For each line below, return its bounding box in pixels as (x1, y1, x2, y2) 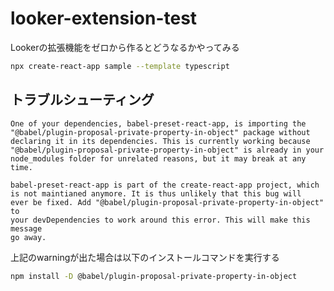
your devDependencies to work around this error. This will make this (10, 215, 311, 225)
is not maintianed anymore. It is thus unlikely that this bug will (10, 188, 302, 199)
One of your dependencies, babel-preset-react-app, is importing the (10, 118, 307, 129)
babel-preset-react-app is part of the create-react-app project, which (10, 180, 320, 190)
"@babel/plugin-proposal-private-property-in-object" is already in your (10, 145, 325, 155)
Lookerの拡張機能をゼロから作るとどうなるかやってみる (10, 41, 240, 53)
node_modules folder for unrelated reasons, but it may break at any (10, 153, 307, 164)
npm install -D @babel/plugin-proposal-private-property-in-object (10, 271, 298, 281)
